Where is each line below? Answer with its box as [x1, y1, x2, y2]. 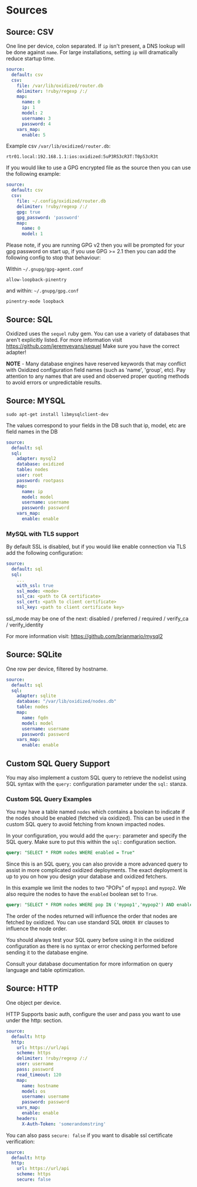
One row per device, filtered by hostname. [6, 665, 108, 672]
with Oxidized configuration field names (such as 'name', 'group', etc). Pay [6, 366, 186, 373]
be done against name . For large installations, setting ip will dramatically [6, 49, 178, 56]
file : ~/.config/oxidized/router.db [16, 198, 107, 204]
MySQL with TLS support [6, 529, 79, 538]
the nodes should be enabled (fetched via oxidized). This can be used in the [6, 814, 190, 821]
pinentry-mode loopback [6, 299, 64, 304]
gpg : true [16, 209, 41, 215]
